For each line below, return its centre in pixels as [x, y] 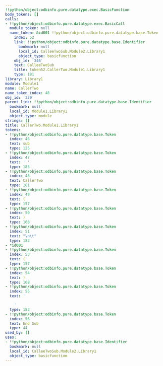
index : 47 [20, 157]
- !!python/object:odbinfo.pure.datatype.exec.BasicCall [65, 24]
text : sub [20, 144]
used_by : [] [17, 333]
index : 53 [20, 255]
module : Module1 [22, 83]
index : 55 [20, 292]
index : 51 [20, 231]
